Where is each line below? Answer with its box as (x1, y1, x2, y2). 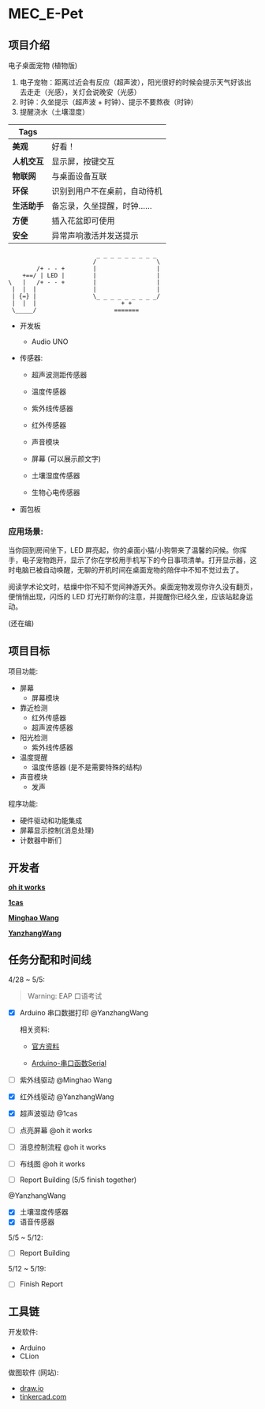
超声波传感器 (31, 723, 73, 732)
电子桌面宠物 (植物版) (8, 61, 78, 70)
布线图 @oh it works (19, 1159, 85, 1169)
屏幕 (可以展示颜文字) (31, 454, 101, 463)
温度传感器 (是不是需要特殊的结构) (31, 762, 143, 772)
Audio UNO (31, 337, 69, 346)
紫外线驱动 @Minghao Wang (19, 1075, 113, 1084)
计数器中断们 (19, 836, 62, 845)
